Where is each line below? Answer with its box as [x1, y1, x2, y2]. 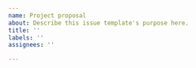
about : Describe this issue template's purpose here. [8, 19, 190, 27]
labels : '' [8, 33, 44, 42]
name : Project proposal [8, 11, 87, 20]
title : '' [8, 26, 41, 34]
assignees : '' [8, 41, 55, 49]
